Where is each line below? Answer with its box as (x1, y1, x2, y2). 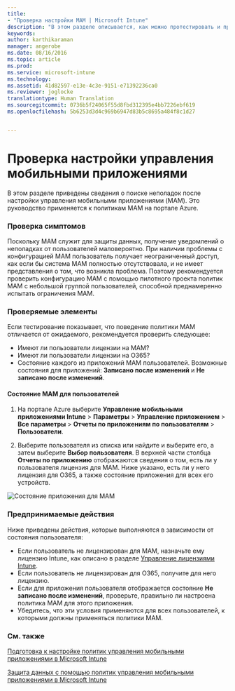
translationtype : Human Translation (7, 95, 114, 102)
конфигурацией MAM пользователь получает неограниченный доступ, (7, 252, 220, 260)
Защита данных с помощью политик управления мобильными (7, 668, 194, 677)
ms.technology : (7, 75, 52, 83)
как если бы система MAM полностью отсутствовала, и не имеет (7, 259, 204, 267)
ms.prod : (7, 62, 33, 69)
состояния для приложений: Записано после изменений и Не (17, 366, 205, 375)
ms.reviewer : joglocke (7, 88, 73, 95)
